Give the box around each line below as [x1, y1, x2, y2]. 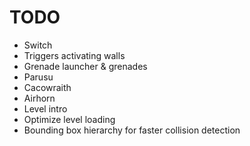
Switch [23, 39, 53, 51]
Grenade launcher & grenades [23, 60, 148, 72]
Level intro [23, 102, 68, 115]
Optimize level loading [23, 113, 116, 125]
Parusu [23, 71, 54, 83]
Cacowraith [23, 81, 72, 93]
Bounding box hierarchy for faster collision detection [23, 124, 241, 136]
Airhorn [23, 92, 56, 104]
